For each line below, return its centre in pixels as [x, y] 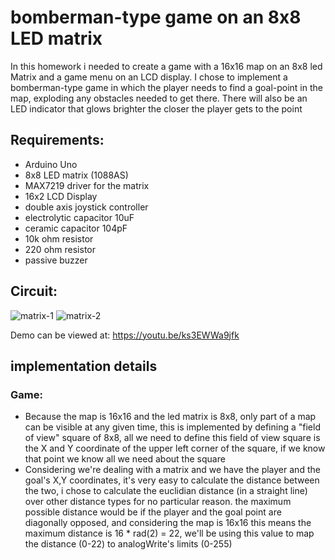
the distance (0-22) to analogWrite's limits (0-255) [128, 544]
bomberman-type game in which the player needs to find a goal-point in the [166, 87]
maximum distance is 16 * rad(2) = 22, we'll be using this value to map [169, 533]
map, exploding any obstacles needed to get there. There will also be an [159, 98]
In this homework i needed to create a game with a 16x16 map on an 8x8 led [166, 66]
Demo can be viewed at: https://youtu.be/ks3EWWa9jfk [125, 335]
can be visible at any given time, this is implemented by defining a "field [172, 427]
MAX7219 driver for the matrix [87, 185]
